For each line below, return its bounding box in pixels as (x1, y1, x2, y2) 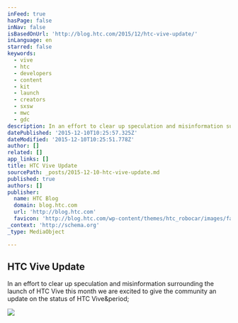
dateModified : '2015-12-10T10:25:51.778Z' (7, 136, 135, 143)
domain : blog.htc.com (13, 202, 78, 209)
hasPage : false (7, 17, 52, 24)
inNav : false (7, 23, 46, 31)
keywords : (7, 50, 37, 58)
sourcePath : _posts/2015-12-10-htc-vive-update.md (7, 168, 160, 176)
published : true (7, 175, 55, 182)
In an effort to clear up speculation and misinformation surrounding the (7, 280, 215, 288)
